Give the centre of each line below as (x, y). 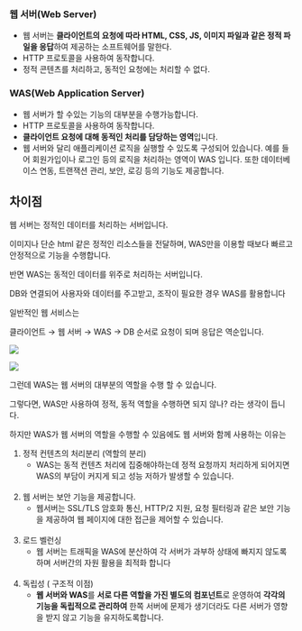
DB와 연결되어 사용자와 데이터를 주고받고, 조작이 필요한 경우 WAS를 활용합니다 (147, 294)
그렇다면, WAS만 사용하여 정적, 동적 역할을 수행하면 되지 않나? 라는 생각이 (139, 404)
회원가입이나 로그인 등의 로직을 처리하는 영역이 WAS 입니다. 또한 (146, 159)
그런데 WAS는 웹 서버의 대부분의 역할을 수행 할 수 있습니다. (113, 385)
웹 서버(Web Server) (53, 14)
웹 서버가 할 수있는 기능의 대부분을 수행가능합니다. (110, 114)
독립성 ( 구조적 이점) (58, 584)
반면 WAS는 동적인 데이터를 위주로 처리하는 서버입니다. (106, 274)
